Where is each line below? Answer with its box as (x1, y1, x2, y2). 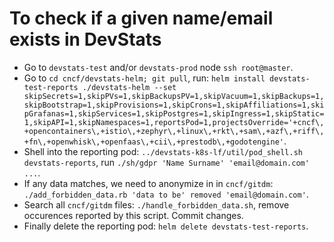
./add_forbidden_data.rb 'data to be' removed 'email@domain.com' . (23, 188, 309, 200)
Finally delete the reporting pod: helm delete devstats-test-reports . (23, 220, 309, 232)
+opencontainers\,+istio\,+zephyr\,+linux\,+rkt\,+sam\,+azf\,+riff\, (23, 126, 325, 136)
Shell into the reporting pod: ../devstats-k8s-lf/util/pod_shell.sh (23, 145, 303, 157)
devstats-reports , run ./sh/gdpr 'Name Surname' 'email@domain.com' (23, 156, 310, 168)
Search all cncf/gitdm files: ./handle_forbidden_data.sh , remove (23, 198, 290, 211)
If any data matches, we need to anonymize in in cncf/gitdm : (23, 177, 274, 189)
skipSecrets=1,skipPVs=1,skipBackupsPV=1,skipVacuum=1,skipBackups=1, (23, 91, 325, 101)
